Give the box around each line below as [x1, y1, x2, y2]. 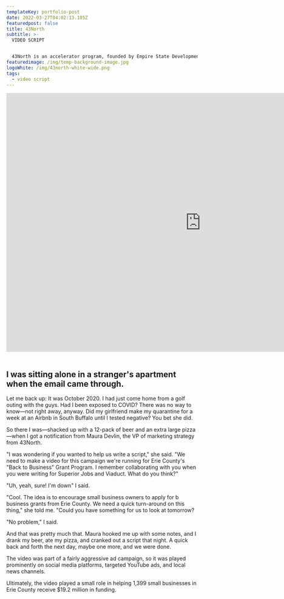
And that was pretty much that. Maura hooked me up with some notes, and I [6, 530, 197, 538]
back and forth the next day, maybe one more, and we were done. [6, 543, 172, 550]
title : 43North [6, 26, 45, 32]
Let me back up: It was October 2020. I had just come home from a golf [6, 395, 185, 402]
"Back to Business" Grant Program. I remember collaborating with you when [6, 463, 196, 471]
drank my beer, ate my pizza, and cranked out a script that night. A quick [6, 536, 188, 544]
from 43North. [6, 439, 42, 446]
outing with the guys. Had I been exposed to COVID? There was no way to [6, 401, 192, 409]
